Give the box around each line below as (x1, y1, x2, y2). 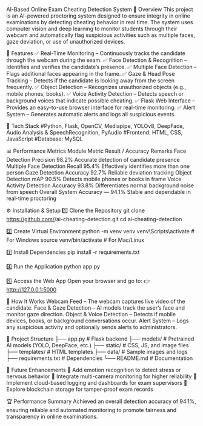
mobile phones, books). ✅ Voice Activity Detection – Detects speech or (6, 90, 184, 97)
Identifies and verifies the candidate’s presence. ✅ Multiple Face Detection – (6, 64, 197, 70)
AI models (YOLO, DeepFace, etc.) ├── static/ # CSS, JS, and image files (6, 342, 189, 348)
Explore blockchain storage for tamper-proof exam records (6, 385, 153, 393)
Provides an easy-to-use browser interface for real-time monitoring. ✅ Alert (6, 104, 196, 111)
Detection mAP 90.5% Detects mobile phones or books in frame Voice (6, 176, 182, 182)
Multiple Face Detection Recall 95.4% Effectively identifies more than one (6, 162, 190, 170)
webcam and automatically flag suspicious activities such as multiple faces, (6, 32, 196, 39)
